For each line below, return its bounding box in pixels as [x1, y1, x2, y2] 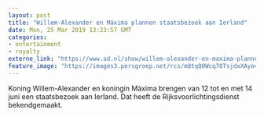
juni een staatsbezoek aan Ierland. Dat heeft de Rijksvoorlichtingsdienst [8, 91, 240, 101]
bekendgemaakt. [8, 100, 63, 109]
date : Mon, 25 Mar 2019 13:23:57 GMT [8, 26, 132, 34]
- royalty [8, 48, 41, 55]
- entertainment [8, 41, 61, 48]
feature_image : [8, 62, 58, 70]
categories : [8, 33, 47, 41]
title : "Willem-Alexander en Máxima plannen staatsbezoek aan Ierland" [8, 19, 247, 27]
